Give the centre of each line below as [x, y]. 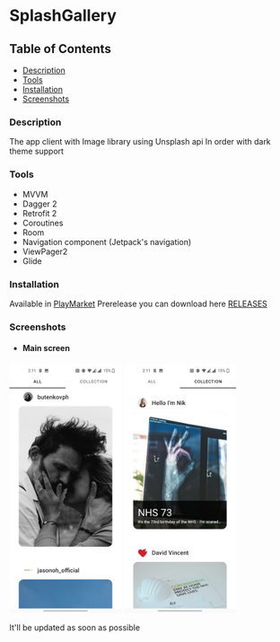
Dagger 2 [39, 204]
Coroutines [43, 223]
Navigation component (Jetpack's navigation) [107, 242]
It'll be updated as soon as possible [75, 628]
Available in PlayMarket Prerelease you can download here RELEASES [138, 303]
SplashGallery [63, 16]
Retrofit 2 [39, 213]
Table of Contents [61, 49]
